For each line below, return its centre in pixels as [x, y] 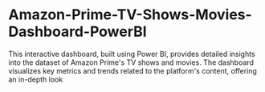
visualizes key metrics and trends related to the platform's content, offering [132, 70]
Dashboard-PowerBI [77, 32]
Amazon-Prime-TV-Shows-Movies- [130, 15]
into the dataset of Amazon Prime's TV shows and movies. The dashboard [131, 62]
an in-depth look [36, 79]
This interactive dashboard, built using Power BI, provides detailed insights [132, 54]
